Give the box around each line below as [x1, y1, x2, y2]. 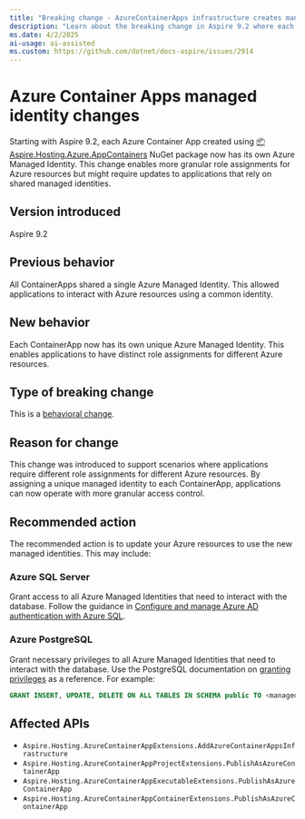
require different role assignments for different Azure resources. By [9, 469, 261, 479]
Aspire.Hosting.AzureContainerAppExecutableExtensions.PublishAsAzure [22, 777, 296, 786]
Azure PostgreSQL [9, 633, 93, 646]
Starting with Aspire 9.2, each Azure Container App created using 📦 [9, 136, 266, 147]
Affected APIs [9, 715, 90, 731]
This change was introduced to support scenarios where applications [9, 459, 270, 470]
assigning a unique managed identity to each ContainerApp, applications [9, 479, 281, 489]
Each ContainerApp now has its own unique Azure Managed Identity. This [9, 339, 284, 350]
